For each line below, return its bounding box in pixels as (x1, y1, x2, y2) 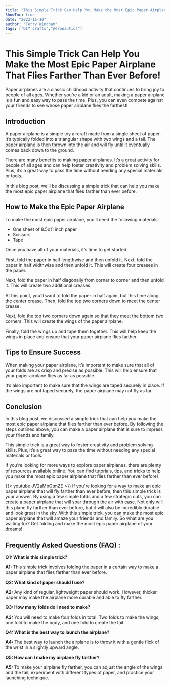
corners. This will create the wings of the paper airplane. (5, 318, 123, 324)
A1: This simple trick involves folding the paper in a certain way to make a (5, 564, 158, 570)
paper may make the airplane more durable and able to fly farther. (5, 594, 143, 601)
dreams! (5, 526, 23, 532)
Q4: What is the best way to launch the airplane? (5, 629, 110, 635)
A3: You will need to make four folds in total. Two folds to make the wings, (5, 614, 160, 620)
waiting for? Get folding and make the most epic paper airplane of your (5, 521, 153, 527)
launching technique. (5, 675, 49, 681)
